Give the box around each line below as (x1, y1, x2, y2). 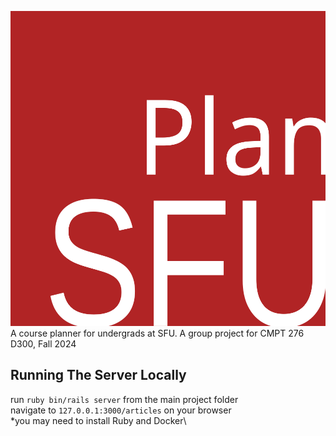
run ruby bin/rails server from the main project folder (10, 393, 239, 405)
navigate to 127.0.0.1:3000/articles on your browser (10, 404, 232, 416)
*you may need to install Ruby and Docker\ (10, 414, 187, 426)
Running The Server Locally (10, 367, 187, 384)
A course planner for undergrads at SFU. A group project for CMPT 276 (10, 327, 305, 339)
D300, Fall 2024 (10, 338, 77, 350)
